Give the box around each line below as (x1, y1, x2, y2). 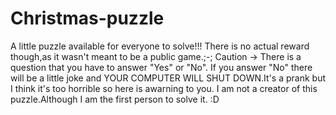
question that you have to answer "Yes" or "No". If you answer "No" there (10, 61, 313, 73)
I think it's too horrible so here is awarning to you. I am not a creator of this (10, 82, 318, 94)
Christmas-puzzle (10, 7, 165, 30)
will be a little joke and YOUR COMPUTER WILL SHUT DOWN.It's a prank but (10, 72, 326, 84)
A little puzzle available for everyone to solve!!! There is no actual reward (10, 40, 310, 52)
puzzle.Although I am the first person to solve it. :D (10, 93, 220, 105)
